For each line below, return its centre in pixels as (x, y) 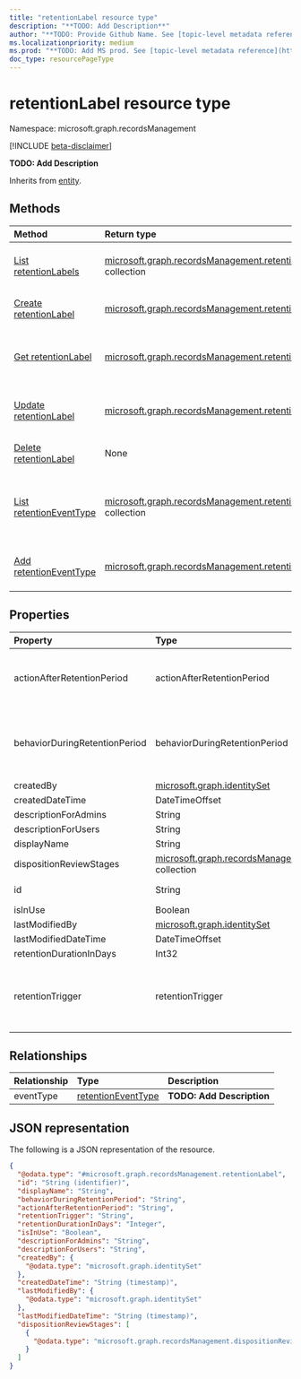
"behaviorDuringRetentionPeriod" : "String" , (102, 1199)
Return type (130, 234)
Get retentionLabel (53, 357)
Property (33, 640)
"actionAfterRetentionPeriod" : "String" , (96, 1208)
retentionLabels (47, 272)
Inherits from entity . (46, 180)
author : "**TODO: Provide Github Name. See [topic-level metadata (136, 34)
